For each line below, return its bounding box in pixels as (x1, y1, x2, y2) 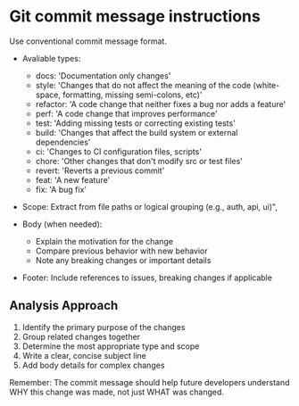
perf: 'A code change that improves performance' (35, 108, 218, 119)
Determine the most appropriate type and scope (21, 341, 200, 352)
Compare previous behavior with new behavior (35, 245, 208, 256)
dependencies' (35, 137, 91, 147)
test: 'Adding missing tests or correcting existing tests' (35, 118, 237, 128)
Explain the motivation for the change (35, 236, 174, 246)
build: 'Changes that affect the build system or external (35, 127, 238, 137)
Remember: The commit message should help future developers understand (9, 377, 290, 387)
